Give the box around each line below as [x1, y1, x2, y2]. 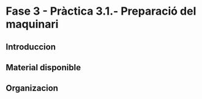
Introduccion [6, 42, 56, 52]
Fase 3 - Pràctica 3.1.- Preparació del [6, 4, 196, 18]
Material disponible [6, 62, 81, 73]
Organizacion [6, 83, 59, 94]
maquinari [6, 17, 59, 31]
